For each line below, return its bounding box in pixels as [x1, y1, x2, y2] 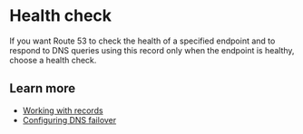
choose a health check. [9, 54, 97, 65]
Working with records [22, 105, 103, 116]
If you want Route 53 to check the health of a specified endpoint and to [9, 35, 276, 46]
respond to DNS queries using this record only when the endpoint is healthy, [9, 44, 295, 55]
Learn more [9, 81, 76, 96]
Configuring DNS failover [22, 114, 117, 125]
